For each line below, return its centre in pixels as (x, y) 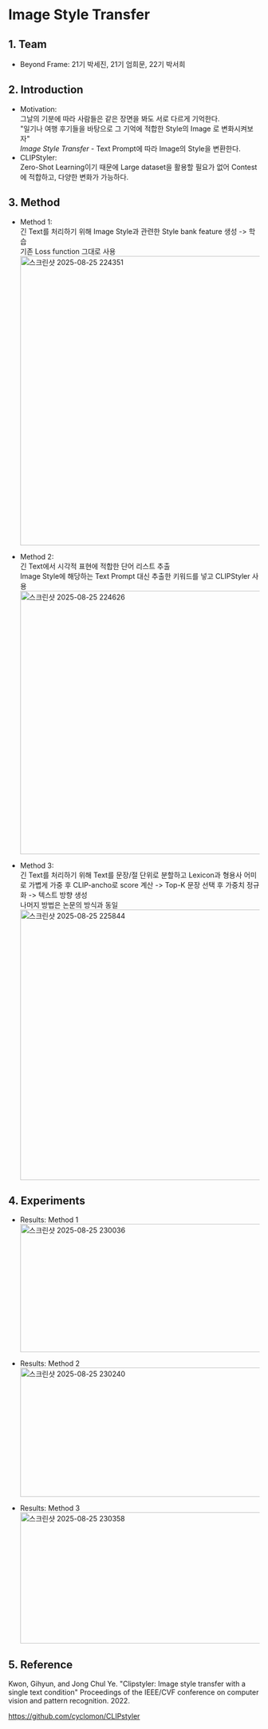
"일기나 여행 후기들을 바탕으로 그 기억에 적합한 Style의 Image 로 (120, 129)
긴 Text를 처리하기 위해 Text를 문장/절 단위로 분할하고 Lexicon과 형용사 (131, 875)
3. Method (34, 202)
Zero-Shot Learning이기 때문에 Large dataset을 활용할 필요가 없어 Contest (138, 167)
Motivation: (38, 109)
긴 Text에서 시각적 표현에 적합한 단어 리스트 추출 (95, 566)
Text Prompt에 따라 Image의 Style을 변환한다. (168, 148)
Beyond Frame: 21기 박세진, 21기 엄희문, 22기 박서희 (102, 64)
